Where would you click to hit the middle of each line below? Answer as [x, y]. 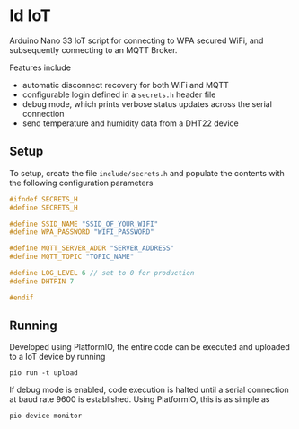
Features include [40, 67]
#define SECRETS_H [44, 208]
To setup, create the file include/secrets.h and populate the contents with [147, 173]
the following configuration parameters [81, 183]
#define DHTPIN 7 [42, 281]
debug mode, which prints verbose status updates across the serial [147, 103]
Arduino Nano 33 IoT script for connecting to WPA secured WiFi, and [136, 40]
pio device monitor [46, 416]
